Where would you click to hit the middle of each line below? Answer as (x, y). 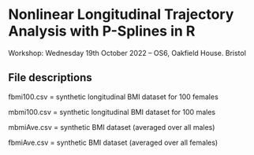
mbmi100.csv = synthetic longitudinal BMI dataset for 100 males (112, 112)
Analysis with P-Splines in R (102, 31)
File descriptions (50, 77)
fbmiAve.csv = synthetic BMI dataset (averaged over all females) (113, 142)
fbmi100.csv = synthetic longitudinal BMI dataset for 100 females (113, 97)
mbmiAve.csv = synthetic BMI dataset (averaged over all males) (112, 127)
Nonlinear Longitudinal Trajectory (121, 15)
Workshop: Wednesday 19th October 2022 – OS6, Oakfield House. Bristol (127, 53)
